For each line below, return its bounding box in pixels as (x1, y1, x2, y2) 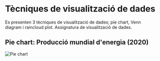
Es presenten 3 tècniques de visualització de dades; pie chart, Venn (5, 19, 141, 25)
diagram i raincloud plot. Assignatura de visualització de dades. (5, 24, 132, 30)
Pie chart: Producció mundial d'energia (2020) (5, 38, 149, 47)
